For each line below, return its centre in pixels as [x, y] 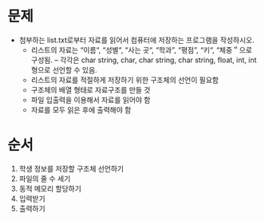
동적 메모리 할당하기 [50, 188]
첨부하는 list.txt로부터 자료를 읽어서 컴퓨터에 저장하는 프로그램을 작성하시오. [136, 40]
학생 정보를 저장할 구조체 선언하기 [71, 168]
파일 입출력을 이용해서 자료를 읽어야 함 [91, 100]
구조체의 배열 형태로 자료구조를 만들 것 [91, 89]
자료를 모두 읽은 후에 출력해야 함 [81, 109]
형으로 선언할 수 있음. [64, 69]
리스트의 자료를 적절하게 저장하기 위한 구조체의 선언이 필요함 [125, 80]
